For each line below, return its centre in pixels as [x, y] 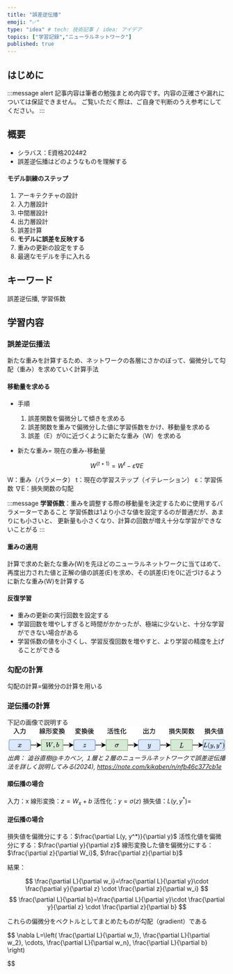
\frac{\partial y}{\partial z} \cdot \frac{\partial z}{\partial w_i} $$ [117, 888]
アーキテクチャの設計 [48, 195]
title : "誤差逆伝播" [34, 15]
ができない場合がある [48, 632]
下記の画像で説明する [38, 722]
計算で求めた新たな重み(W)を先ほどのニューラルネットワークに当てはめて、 [116, 564]
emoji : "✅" [24, 22]
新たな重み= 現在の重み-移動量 [61, 450]
